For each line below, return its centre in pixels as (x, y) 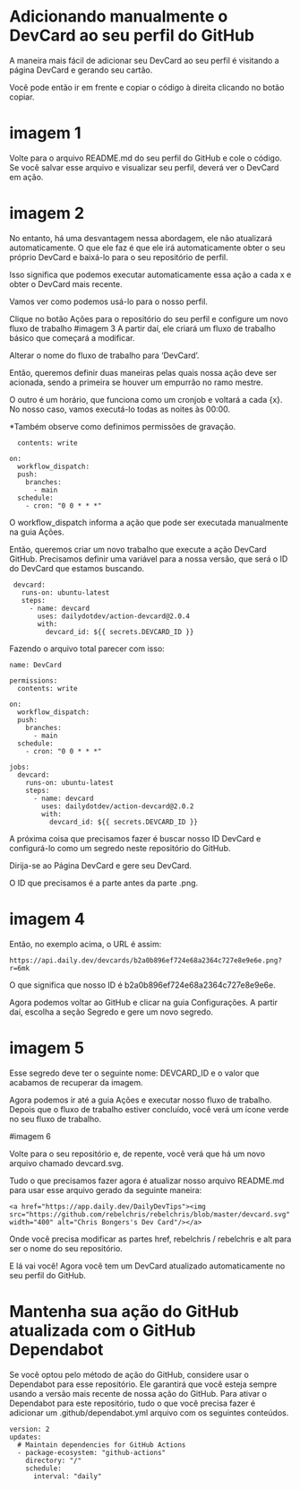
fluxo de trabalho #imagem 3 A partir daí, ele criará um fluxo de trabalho (142, 328)
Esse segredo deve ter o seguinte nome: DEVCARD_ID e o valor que (134, 1073)
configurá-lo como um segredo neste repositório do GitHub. (120, 848)
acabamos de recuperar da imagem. (76, 1082)
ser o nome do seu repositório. (66, 1248)
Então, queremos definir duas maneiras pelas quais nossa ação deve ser (143, 372)
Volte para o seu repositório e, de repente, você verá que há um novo (137, 1154)
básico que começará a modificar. (72, 337)
